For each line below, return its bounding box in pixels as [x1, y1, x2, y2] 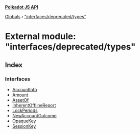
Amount [12, 92, 28, 98]
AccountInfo [12, 86, 38, 92]
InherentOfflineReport [12, 102, 56, 108]
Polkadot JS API [5, 4, 38, 10]
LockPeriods [12, 107, 38, 113]
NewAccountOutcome [12, 112, 57, 118]
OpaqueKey [12, 118, 36, 124]
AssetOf [12, 97, 29, 103]
